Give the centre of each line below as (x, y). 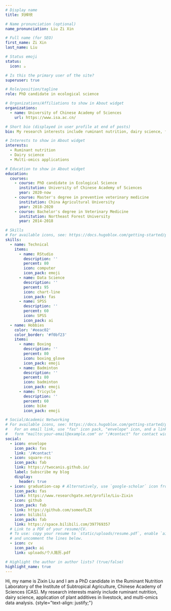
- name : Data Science (42, 278)
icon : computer (40, 268)
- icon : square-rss (31, 458)
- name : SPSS (33, 302)
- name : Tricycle (37, 392)
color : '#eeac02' (33, 330)
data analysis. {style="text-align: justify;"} (49, 603)
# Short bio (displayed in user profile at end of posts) (68, 127)
